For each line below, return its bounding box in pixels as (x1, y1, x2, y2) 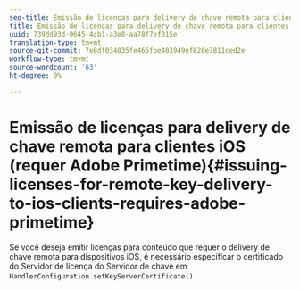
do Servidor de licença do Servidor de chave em (9, 261, 187, 271)
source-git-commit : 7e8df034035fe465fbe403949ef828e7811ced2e (9, 46, 246, 55)
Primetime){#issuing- (123, 155, 287, 175)
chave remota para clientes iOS (9, 136, 246, 156)
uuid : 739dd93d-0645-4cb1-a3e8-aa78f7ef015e (9, 29, 178, 38)
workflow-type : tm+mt (9, 54, 90, 63)
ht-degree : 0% (9, 71, 62, 80)
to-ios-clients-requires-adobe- (9, 193, 246, 213)
